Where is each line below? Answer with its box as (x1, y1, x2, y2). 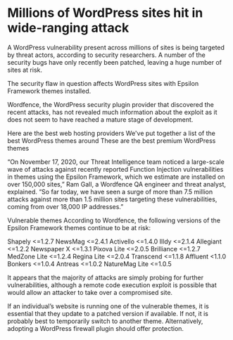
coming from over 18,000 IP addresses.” (7, 202, 124, 210)
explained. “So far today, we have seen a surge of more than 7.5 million (7, 187, 213, 196)
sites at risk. (7, 65, 42, 74)
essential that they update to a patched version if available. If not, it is (7, 309, 209, 317)
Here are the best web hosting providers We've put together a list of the (7, 129, 216, 137)
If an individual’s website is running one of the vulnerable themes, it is (7, 301, 209, 310)
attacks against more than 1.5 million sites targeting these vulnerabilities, (7, 195, 218, 203)
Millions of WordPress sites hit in (7, 5, 203, 21)
